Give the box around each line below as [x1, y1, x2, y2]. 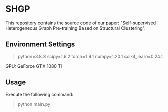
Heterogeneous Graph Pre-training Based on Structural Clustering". [5, 25, 146, 31]
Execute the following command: [5, 91, 74, 97]
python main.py [17, 101, 51, 107]
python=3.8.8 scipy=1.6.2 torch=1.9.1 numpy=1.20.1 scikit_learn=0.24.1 [17, 53, 163, 59]
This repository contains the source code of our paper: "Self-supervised [5, 20, 156, 26]
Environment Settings [5, 40, 75, 49]
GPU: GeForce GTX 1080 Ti [5, 63, 62, 69]
